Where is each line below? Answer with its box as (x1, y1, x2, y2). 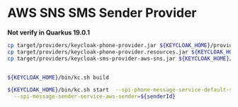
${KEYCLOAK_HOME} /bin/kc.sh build (7, 74, 110, 81)
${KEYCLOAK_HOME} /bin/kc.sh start (7, 87, 110, 94)
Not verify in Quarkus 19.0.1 (7, 28, 90, 37)
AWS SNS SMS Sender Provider (7, 5, 197, 21)
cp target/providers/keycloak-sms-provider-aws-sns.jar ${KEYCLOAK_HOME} (7, 55, 230, 62)
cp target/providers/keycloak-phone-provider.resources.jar (7, 48, 189, 56)
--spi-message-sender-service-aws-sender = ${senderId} (13, 93, 176, 100)
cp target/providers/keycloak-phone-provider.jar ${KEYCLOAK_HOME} (7, 42, 211, 49)
